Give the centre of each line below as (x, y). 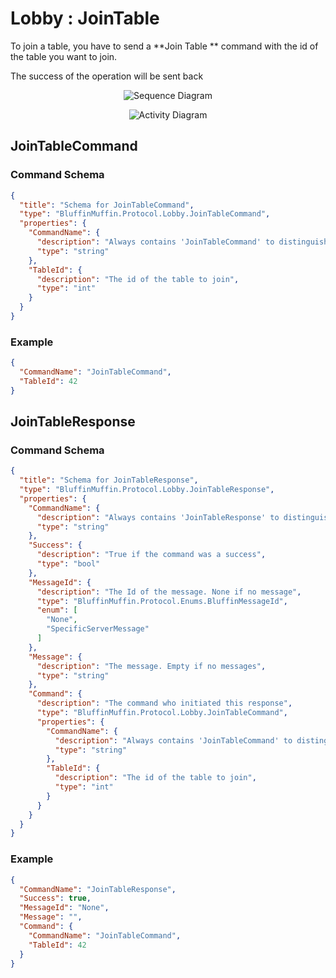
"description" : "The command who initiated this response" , (164, 703)
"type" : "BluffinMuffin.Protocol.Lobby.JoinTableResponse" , (147, 490)
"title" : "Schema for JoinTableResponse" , (109, 480)
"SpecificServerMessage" (98, 629)
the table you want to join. (64, 56)
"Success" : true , (55, 898)
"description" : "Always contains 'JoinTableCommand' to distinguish (182, 242)
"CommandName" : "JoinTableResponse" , (98, 889)
